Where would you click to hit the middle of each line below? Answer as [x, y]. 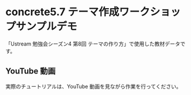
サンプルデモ [47, 27]
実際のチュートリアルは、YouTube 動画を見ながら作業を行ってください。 [94, 86]
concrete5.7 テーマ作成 [62, 12]
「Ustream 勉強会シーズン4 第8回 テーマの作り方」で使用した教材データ [93, 44]
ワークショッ [150, 12]
